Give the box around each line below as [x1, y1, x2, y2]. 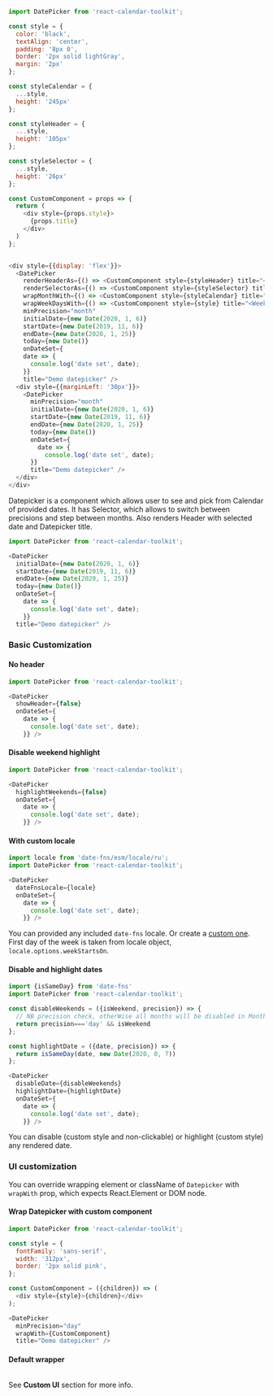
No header [8, 660, 45, 670]
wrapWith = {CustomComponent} [15, 1329, 111, 1337]
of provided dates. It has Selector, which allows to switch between [8, 504, 230, 514]
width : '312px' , [15, 1254, 71, 1263]
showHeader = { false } [15, 700, 82, 708]
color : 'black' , [15, 29, 71, 38]
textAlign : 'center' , [15, 37, 89, 46]
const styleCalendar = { [8, 82, 93, 90]
